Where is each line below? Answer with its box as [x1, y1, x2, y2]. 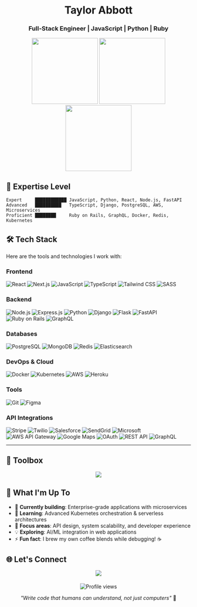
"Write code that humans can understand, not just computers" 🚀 [20, 595, 177, 602]
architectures [14, 516, 47, 523]
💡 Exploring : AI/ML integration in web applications [14, 528, 137, 535]
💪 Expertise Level [6, 181, 71, 191]
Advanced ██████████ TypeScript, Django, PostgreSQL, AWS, [6, 202, 164, 208]
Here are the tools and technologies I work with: [6, 253, 122, 260]
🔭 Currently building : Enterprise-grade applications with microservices [14, 503, 188, 510]
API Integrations [6, 413, 53, 422]
